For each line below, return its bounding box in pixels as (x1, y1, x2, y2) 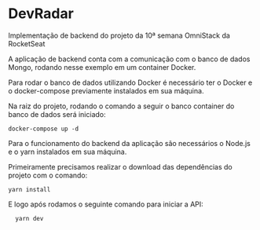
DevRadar (8, 5, 75, 23)
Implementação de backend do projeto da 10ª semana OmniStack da (8, 31, 230, 40)
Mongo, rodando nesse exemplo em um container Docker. (8, 62, 196, 71)
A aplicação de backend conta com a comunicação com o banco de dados (8, 54, 251, 64)
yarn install (8, 185, 51, 193)
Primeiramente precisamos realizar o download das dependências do (8, 162, 233, 171)
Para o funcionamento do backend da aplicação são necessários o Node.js (8, 138, 251, 148)
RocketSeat (8, 38, 46, 48)
